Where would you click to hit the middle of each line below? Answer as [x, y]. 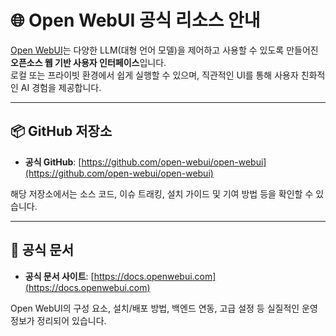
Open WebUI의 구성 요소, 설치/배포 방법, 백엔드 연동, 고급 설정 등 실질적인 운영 [164, 308]
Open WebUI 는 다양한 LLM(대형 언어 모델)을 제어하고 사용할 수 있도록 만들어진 [164, 50]
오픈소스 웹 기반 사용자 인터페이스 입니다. [88, 62]
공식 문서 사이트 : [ [59, 276]
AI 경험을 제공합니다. [61, 87]
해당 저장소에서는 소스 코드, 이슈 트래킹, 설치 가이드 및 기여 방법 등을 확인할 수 [162, 193]
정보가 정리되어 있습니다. [58, 320]
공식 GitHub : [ [53, 162]
